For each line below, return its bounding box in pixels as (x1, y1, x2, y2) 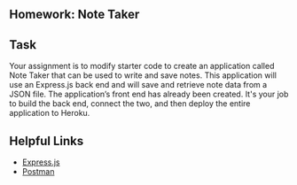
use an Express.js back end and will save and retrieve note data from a (9, 80, 268, 90)
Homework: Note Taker (9, 7, 140, 22)
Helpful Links (9, 133, 84, 149)
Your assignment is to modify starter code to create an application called (9, 61, 275, 72)
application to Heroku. (9, 108, 90, 119)
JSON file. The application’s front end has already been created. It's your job (9, 89, 289, 100)
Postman (21, 166, 55, 177)
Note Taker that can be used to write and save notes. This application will (9, 70, 277, 81)
